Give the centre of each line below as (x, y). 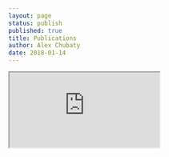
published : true (35, 30)
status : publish (35, 23)
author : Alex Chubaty (44, 46)
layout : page (30, 16)
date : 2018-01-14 (37, 53)
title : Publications (43, 38)
